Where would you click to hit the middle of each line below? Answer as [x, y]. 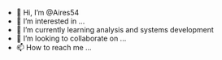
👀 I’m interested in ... [50, 21]
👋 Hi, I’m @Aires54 [48, 13]
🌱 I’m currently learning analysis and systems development [115, 30]
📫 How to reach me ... [54, 47]
